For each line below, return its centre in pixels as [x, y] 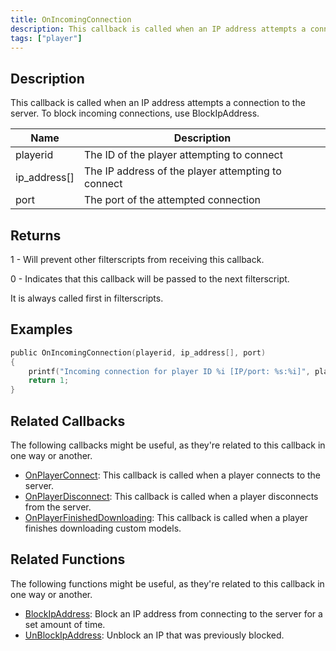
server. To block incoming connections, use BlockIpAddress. [135, 113]
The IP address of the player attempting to [183, 171]
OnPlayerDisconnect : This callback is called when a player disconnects [171, 496]
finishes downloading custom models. [103, 528]
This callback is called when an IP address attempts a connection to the [158, 103]
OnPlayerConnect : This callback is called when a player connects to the [172, 475]
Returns [36, 235]
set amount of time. [65, 624]
